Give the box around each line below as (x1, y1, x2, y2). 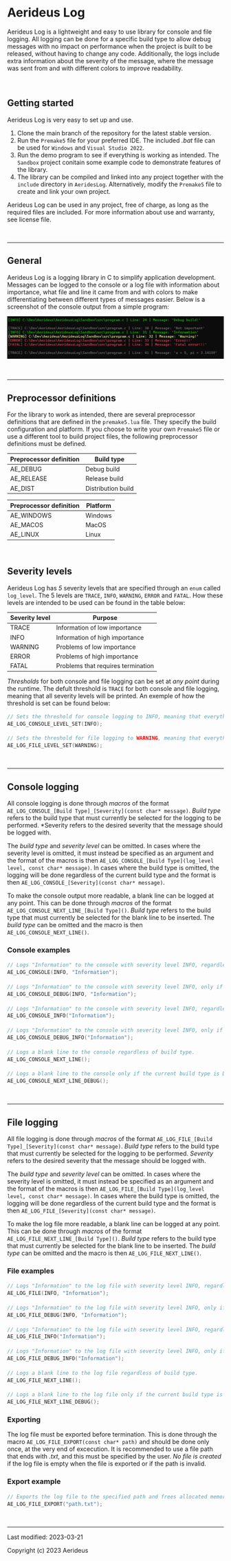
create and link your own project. (16, 187, 111, 195)
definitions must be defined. (7, 440, 87, 448)
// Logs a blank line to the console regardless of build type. (7, 1048, 195, 1056)
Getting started (7, 98, 74, 109)
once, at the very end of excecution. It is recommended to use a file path (7, 1445, 213, 1453)
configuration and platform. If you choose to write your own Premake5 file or (7, 425, 220, 434)
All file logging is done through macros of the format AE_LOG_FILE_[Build (7, 1135, 213, 1143)
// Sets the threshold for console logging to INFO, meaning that (7, 713, 201, 720)
